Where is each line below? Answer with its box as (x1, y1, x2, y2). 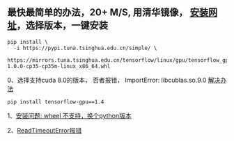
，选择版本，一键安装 (16, 19, 108, 31)
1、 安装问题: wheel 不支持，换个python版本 (7, 111, 132, 119)
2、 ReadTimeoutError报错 (7, 126, 82, 134)
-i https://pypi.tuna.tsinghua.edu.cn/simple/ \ (13, 44, 157, 51)
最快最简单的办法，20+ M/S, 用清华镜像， (7, 6, 188, 19)
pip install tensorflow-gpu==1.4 (7, 98, 104, 106)
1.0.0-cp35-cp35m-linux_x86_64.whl (7, 63, 111, 69)
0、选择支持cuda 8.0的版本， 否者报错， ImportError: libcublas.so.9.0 (7, 76, 207, 84)
